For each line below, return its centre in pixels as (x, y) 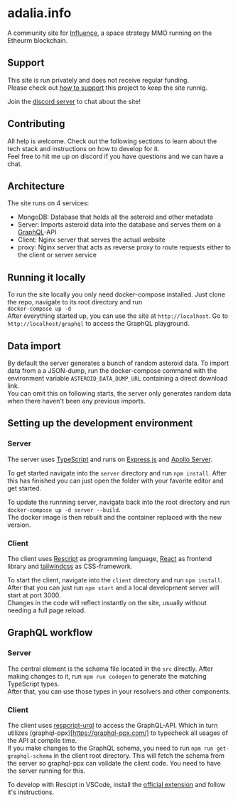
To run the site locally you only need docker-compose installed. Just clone (117, 294)
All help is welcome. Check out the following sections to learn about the (112, 141)
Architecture (36, 186)
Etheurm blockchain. (37, 40)
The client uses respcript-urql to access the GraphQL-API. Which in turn (113, 725)
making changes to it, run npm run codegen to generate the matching (107, 676)
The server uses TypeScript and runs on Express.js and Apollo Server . (110, 459)
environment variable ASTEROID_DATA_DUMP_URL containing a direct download (118, 378)
